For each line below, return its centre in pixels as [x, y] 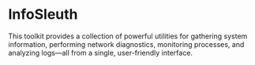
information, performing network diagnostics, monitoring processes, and [126, 44]
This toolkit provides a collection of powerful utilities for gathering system [128, 36]
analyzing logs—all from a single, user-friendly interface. [101, 52]
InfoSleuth [43, 14]
